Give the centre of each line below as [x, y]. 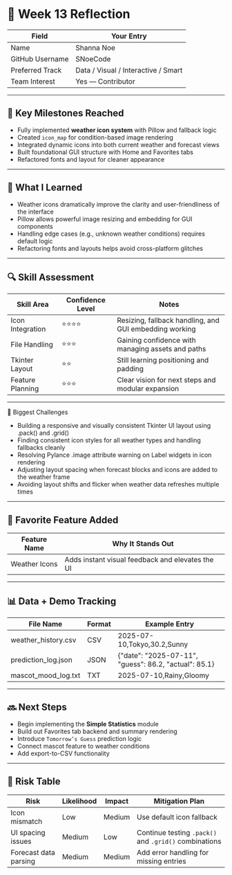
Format [99, 624]
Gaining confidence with [156, 340]
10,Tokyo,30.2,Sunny [153, 644]
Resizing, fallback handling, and [168, 321]
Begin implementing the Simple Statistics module [88, 724]
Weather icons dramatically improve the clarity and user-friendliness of [118, 204]
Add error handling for [173, 852]
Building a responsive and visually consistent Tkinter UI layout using [114, 426]
